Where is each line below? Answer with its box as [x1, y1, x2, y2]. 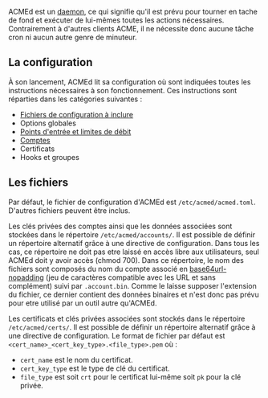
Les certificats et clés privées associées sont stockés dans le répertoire [8, 314, 246, 323]
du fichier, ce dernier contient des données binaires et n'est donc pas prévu [8, 289, 259, 299]
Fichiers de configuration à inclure [19, 109, 134, 119]
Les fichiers [8, 176, 69, 190]
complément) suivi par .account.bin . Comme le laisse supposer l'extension [8, 281, 257, 290]
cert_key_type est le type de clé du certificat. [19, 363, 170, 373]
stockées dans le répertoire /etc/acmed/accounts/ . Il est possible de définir [8, 229, 255, 240]
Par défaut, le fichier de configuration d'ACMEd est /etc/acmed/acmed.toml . [8, 197, 257, 207]
